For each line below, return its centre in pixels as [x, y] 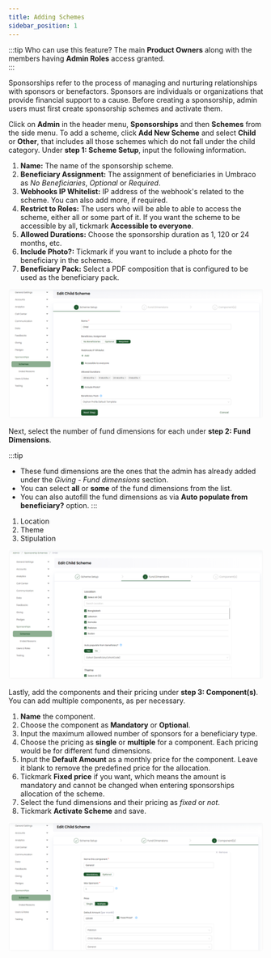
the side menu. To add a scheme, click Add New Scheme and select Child [132, 133]
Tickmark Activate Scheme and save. [83, 811]
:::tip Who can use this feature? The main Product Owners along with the [130, 49]
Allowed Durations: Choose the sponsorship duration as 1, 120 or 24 [134, 234]
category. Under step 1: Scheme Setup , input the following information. [127, 150]
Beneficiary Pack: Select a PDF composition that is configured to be [134, 269]
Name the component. [57, 717]
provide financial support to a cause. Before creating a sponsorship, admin [133, 100]
